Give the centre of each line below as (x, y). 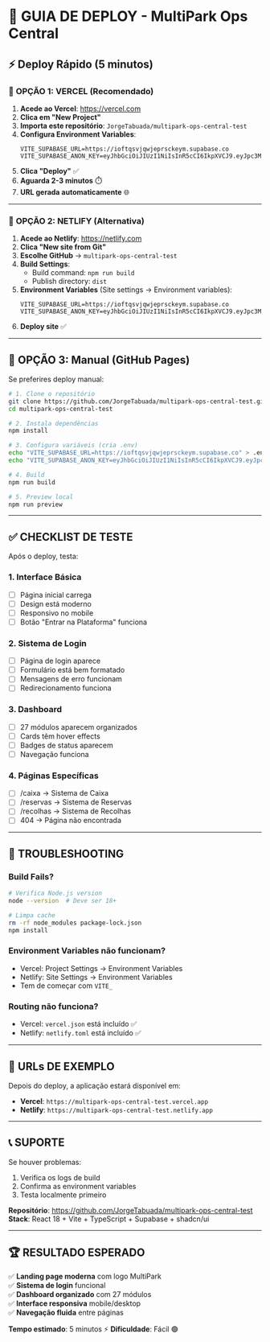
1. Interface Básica (45, 577)
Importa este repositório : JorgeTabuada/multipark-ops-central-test (133, 126)
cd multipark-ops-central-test (61, 409)
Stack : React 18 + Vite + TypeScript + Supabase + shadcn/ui (109, 1219)
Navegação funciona (55, 754)
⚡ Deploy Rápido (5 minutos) (81, 64)
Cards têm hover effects (60, 736)
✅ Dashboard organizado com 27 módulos (80, 1294)
